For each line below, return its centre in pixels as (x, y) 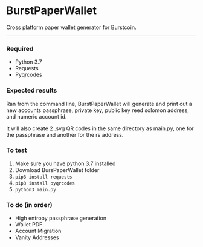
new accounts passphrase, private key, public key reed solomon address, (98, 110)
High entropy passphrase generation (61, 218)
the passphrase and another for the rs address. (65, 134)
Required (20, 48)
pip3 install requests (43, 177)
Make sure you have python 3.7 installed (65, 163)
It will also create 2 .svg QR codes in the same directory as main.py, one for (100, 128)
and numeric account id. (37, 116)
